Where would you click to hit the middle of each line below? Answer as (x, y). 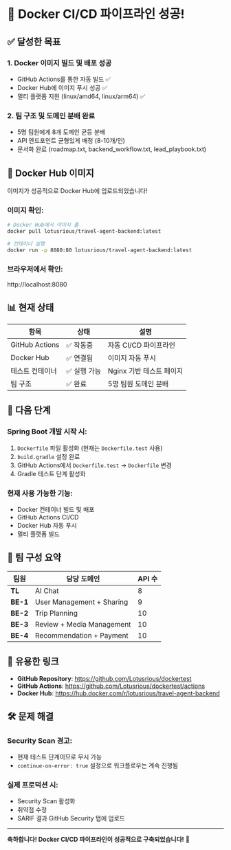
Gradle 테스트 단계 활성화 (51, 473)
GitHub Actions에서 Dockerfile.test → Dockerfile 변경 (94, 465)
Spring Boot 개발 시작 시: (47, 432)
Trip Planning (56, 613)
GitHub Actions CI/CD (48, 517)
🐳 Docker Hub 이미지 (51, 173)
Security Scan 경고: (40, 741)
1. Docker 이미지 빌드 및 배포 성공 (59, 63)
